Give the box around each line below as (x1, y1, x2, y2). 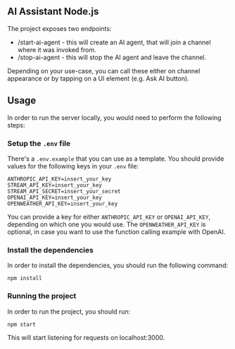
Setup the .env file (7, 138, 71, 148)
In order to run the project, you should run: (7, 307, 131, 316)
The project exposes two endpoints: (7, 24, 112, 32)
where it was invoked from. (17, 45, 96, 54)
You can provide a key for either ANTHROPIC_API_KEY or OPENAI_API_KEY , (7, 212, 211, 221)
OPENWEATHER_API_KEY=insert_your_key (7, 200, 118, 207)
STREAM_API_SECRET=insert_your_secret (7, 188, 121, 195)
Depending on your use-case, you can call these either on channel (7, 66, 201, 75)
